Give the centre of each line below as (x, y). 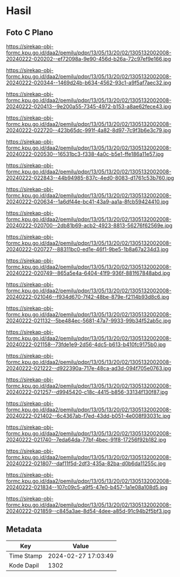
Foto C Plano (30, 33)
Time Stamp (26, 556)
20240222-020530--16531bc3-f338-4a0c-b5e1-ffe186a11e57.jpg (85, 154)
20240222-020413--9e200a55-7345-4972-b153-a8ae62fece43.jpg (89, 106)
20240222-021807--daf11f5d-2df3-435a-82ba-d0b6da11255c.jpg (86, 463)
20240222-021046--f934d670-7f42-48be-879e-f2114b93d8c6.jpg (88, 297)
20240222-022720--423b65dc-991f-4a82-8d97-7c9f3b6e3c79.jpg (89, 130)
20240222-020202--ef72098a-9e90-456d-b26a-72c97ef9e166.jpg (89, 59)
